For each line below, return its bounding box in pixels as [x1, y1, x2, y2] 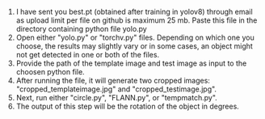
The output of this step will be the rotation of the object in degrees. [15, 101, 240, 111]
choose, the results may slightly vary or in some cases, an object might [15, 41, 253, 51]
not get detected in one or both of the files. [15, 50, 160, 59]
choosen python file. [15, 67, 85, 76]
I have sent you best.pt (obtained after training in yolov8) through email [15, 7, 253, 16]
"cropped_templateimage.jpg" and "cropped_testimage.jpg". [15, 84, 217, 94]
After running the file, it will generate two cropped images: [15, 76, 210, 85]
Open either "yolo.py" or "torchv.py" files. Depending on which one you [15, 32, 254, 42]
